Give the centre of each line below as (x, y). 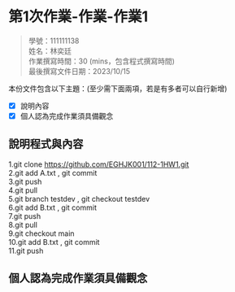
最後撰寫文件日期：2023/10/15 (79, 71)
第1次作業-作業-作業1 (78, 17)
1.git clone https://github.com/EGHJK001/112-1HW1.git (99, 164)
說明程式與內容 (46, 144)
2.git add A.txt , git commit (53, 172)
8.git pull (23, 224)
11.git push (26, 251)
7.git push (25, 216)
